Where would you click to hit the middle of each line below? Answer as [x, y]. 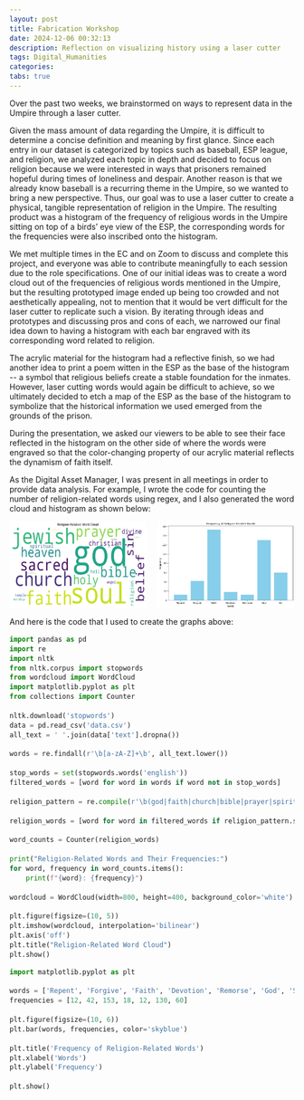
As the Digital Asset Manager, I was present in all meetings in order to [139, 479]
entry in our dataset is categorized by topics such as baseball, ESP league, [148, 149]
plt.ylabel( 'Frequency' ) [56, 1067]
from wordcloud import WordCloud [72, 678]
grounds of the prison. [51, 416]
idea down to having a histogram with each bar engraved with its [130, 330]
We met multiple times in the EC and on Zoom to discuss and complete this [149, 253]
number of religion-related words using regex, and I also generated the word [152, 499]
